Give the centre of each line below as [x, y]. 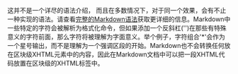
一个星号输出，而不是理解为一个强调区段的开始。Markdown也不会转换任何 [116, 45]
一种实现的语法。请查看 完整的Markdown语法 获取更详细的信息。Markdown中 [119, 19]
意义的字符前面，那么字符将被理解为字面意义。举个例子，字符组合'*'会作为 [116, 37]
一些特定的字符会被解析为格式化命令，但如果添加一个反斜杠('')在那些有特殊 [117, 28]
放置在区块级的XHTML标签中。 [58, 63]
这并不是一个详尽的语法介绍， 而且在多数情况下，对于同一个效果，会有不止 [117, 10]
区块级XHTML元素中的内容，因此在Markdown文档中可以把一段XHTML [116, 54]
